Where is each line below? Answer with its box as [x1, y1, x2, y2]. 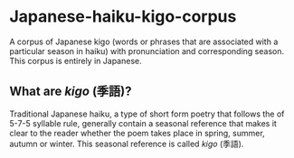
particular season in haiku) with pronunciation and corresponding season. [9, 45, 285, 56]
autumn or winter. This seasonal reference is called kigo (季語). [9, 138, 244, 149]
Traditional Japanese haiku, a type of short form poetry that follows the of [9, 108, 285, 119]
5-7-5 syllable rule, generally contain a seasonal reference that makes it [9, 117, 278, 128]
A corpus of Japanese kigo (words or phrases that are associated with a [9, 36, 279, 47]
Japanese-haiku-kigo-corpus [9, 6, 237, 27]
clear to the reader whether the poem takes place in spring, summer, [9, 127, 265, 138]
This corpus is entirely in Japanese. [9, 55, 142, 66]
